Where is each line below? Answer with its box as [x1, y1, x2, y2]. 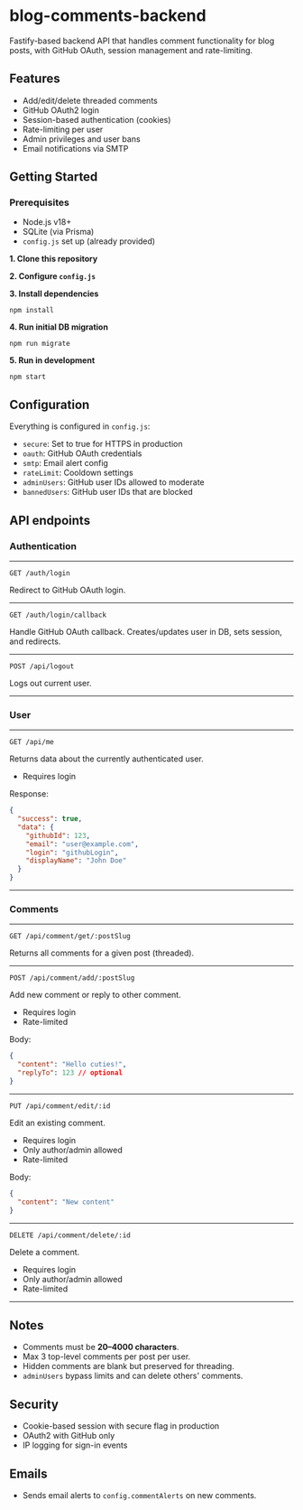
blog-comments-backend [9, 5, 207, 26]
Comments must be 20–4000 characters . [22, 1342, 179, 1353]
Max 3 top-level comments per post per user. [22, 1351, 191, 1362]
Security [9, 1396, 59, 1412]
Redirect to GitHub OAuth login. [9, 584, 126, 595]
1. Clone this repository [9, 254, 98, 265]
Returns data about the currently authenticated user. [9, 753, 205, 764]
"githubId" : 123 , [25, 831, 91, 840]
